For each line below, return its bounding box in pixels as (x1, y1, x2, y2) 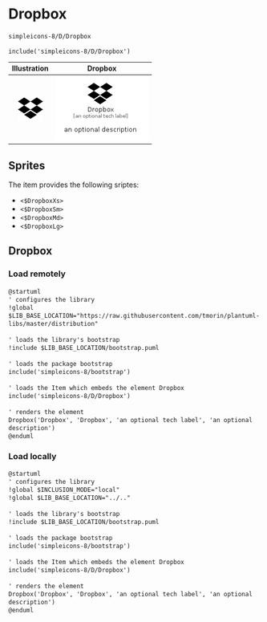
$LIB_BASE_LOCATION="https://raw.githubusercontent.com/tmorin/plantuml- (8, 311, 261, 319)
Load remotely (8, 268, 67, 279)
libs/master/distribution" (8, 319, 99, 327)
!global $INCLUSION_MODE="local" (8, 486, 120, 494)
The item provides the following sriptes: (8, 180, 140, 189)
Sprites (8, 158, 46, 173)
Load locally (8, 450, 57, 461)
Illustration (11, 63, 50, 73)
